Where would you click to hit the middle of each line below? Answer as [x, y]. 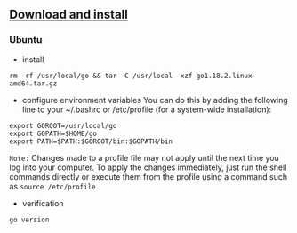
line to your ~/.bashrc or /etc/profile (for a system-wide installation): [147, 109]
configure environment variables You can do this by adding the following [155, 100]
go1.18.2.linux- [226, 76]
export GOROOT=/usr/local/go [63, 125]
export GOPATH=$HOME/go [53, 133]
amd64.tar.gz [33, 84]
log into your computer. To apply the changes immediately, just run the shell [148, 167]
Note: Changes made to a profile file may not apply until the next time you [144, 157]
